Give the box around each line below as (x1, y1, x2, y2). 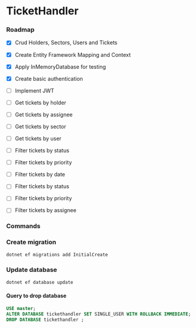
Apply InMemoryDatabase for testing (14, 63, 106, 70)
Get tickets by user (14, 134, 62, 142)
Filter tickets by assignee (14, 207, 76, 214)
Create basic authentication (14, 75, 84, 82)
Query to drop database (6, 292, 67, 299)
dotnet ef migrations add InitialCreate (6, 252, 109, 258)
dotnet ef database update (6, 279, 73, 285)
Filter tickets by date (14, 171, 66, 178)
